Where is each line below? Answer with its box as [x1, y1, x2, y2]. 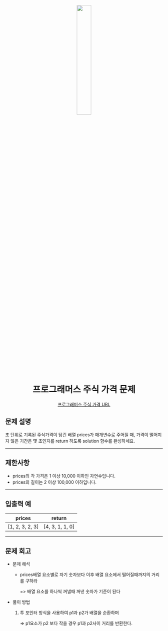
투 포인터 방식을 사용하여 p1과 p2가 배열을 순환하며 [19, 610, 119, 616]
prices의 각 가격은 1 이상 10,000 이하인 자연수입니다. [12, 473, 116, 479]
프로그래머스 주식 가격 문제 [32, 384, 136, 395]
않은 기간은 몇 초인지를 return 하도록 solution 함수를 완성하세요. [10, 438, 135, 444]
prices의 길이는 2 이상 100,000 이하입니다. [12, 479, 96, 485]
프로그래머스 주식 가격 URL [57, 401, 110, 407]
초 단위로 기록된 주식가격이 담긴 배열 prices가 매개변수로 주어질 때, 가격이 [5, 432, 148, 438]
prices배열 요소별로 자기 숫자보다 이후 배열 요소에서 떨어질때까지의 [19, 572, 150, 578]
